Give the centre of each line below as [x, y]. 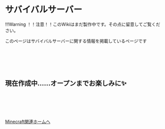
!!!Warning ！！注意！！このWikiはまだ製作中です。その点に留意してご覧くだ [83, 24]
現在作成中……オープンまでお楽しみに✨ [66, 83]
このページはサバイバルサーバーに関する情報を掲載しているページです [76, 41]
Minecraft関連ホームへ [28, 122]
